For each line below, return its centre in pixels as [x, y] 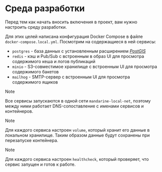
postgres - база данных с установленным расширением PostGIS [79, 51]
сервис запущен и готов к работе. [40, 164]
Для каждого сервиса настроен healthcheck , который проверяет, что [77, 159]
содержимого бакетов [36, 71]
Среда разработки [45, 9]
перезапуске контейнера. [32, 140]
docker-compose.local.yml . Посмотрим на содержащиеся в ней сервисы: [81, 41]
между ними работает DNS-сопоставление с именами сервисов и [74, 106]
